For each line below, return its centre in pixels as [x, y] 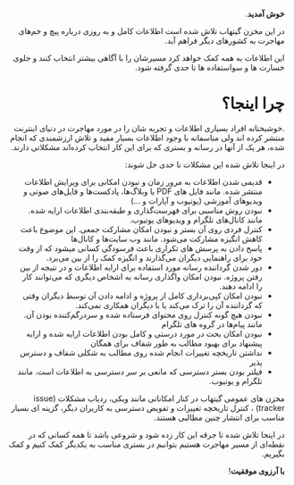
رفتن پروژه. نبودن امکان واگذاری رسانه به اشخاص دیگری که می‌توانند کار [142, 276]
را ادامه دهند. [241, 286]
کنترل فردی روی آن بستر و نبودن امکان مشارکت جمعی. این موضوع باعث [141, 229]
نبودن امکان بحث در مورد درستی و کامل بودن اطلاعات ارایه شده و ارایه [144, 333]
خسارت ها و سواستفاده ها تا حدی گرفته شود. [210, 67]
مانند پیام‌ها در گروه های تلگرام [212, 324]
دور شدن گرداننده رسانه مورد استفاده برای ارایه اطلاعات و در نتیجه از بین [141, 267]
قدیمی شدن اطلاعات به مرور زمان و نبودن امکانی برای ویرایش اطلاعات [143, 181]
